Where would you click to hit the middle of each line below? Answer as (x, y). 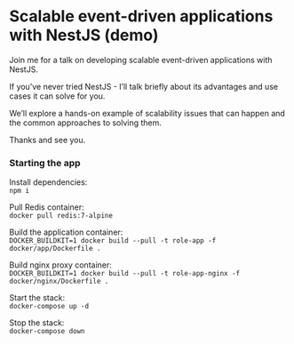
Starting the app (45, 163)
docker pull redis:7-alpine (61, 216)
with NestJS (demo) (84, 35)
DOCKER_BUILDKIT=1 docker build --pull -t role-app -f (113, 241)
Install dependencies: (48, 182)
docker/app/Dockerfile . (55, 249)
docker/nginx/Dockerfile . (59, 282)
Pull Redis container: (47, 207)
